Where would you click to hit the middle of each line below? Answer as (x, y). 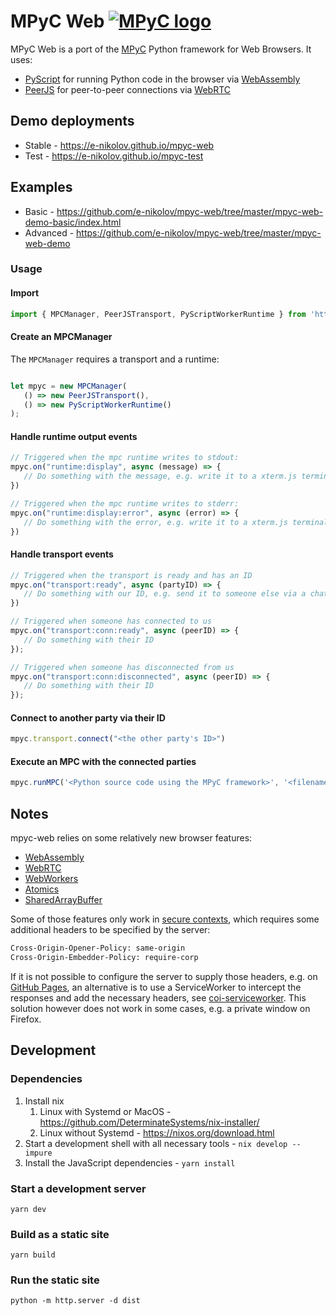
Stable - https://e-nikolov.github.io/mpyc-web (119, 145)
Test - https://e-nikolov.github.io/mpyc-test (114, 156)
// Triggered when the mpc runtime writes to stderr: (125, 503)
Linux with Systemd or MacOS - (105, 1111)
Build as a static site (60, 1234)
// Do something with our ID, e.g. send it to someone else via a (165, 594)
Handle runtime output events (74, 436)
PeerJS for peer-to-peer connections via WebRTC (128, 89)
